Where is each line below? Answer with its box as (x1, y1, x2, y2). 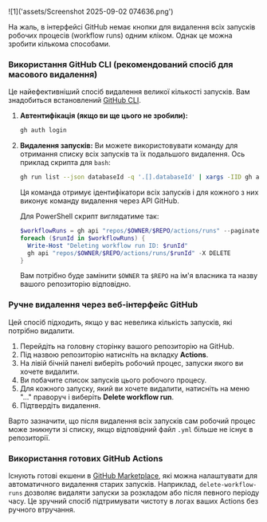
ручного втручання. (8, 505, 76, 515)
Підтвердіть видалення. (19, 400, 101, 410)
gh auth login (19, 127, 67, 135)
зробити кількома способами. (8, 39, 111, 49)
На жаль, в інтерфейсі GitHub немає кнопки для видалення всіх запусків (8, 22, 256, 31)
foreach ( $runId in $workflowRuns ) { (19, 234, 146, 242)
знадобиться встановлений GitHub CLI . (8, 96, 141, 105)
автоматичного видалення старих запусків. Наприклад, (8, 480, 198, 489)
